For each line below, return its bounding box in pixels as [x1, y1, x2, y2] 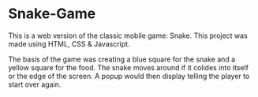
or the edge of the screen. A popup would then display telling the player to [8, 71, 250, 80]
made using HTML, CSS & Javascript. [8, 39, 130, 48]
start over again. [8, 80, 62, 89]
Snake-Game [8, 5, 96, 23]
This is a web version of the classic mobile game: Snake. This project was [8, 31, 249, 40]
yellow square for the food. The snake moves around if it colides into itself [8, 62, 249, 72]
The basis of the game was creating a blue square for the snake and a [8, 54, 236, 64]
